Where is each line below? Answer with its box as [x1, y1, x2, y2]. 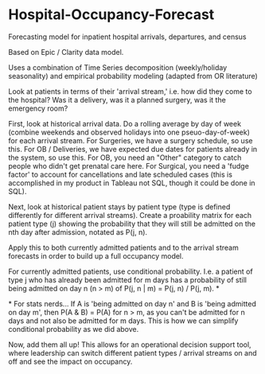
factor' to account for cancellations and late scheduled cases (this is [8, 169, 233, 179]
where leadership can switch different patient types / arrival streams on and [8, 348, 257, 357]
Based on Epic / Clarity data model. [8, 47, 124, 56]
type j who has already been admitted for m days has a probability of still [8, 275, 247, 284]
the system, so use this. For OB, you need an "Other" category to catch [8, 153, 242, 162]
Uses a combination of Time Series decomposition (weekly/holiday [8, 62, 228, 72]
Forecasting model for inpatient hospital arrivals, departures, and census [8, 32, 247, 41]
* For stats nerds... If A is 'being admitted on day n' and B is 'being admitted [8, 298, 256, 308]
